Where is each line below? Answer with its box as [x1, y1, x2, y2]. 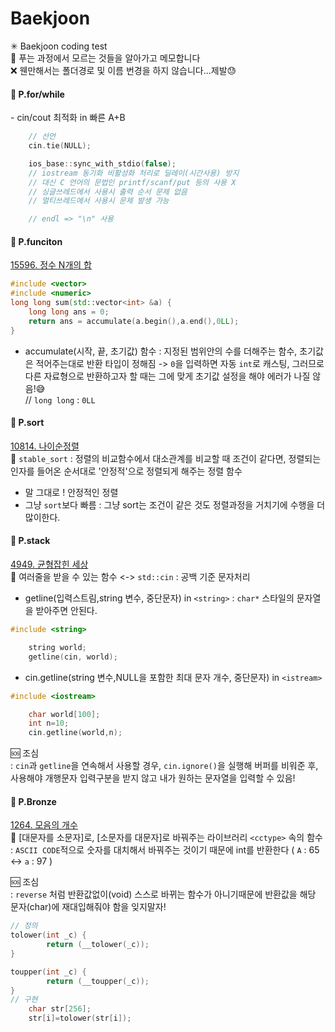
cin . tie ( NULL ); [28, 141, 92, 151]
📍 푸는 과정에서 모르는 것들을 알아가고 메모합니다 [10, 52, 201, 64]
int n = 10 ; [28, 718, 70, 729]
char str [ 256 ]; [28, 1004, 92, 1014]
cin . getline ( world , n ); [28, 728, 123, 738]
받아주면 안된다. [35, 605, 98, 616]
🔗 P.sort [10, 417, 45, 429]
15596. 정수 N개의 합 [10, 259, 92, 271]
